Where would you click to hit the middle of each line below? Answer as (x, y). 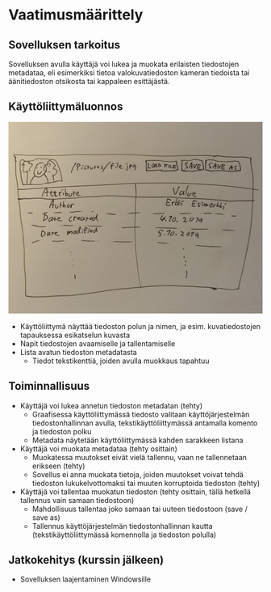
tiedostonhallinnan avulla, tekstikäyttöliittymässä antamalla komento (145, 423)
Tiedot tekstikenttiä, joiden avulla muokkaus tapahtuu (121, 361)
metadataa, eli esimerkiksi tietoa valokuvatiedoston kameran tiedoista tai (129, 73)
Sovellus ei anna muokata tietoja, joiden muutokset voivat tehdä (138, 474)
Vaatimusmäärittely (76, 15)
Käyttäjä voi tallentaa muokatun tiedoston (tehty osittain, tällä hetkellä (135, 492)
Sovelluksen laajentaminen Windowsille (85, 579)
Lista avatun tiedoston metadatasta (78, 352)
